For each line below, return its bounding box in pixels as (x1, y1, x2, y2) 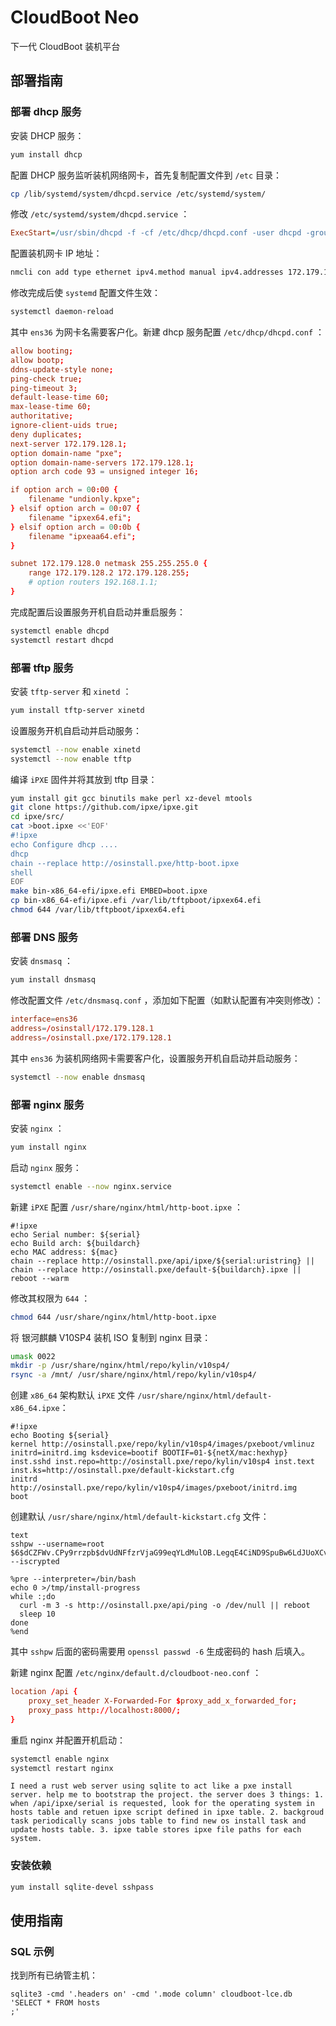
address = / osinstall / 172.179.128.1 (10, 1023, 155, 1033)
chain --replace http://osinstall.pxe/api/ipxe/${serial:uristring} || (10, 1256, 315, 1266)
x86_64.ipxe (10, 1404, 60, 1414)
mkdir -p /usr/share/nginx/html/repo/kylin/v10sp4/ (10, 1361, 230, 1371)
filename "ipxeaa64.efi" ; (28, 531, 137, 541)
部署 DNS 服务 (10, 930, 79, 944)
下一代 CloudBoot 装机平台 (10, 40, 121, 52)
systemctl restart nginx (10, 1763, 114, 1773)
